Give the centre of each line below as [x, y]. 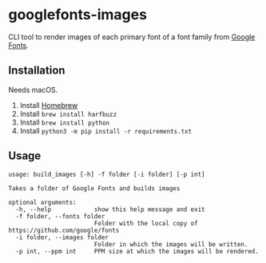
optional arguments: [43, 202]
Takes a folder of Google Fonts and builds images [94, 188]
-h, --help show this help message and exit [110, 209]
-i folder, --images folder [62, 237]
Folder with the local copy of [146, 223]
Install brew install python [65, 122]
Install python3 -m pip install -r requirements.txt [106, 130]
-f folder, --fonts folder [60, 216]
